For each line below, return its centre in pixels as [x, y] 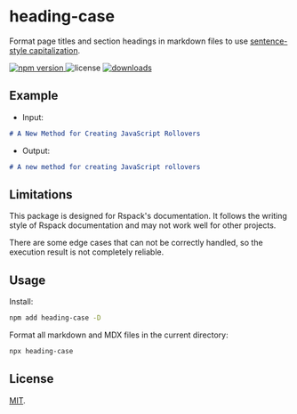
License [32, 379]
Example [34, 96]
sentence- [269, 41]
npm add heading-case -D [55, 318]
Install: [21, 302]
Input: [33, 117]
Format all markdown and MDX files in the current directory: [119, 335]
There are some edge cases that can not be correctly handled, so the [136, 243]
